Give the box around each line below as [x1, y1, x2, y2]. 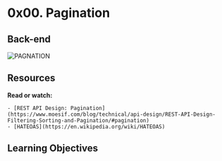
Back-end [7, 33, 51, 45]
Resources [7, 72, 56, 84]
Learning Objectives [7, 143, 99, 155]
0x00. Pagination [7, 5, 111, 21]
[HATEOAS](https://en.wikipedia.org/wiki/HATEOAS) [13, 123, 166, 130]
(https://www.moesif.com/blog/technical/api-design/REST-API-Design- [7, 111, 216, 118]
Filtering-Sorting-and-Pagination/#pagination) [7, 117, 150, 124]
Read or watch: [7, 90, 53, 100]
